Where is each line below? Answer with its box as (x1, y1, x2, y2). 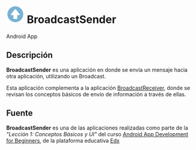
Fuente (6, 108, 33, 119)
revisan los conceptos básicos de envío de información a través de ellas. (6, 90, 186, 98)
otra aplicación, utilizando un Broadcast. (6, 72, 106, 80)
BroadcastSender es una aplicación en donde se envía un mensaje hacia (6, 66, 188, 73)
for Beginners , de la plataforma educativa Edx (6, 137, 120, 144)
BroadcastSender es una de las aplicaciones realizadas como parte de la (6, 124, 188, 131)
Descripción (6, 50, 53, 60)
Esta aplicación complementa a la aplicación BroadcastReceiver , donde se (6, 84, 191, 92)
